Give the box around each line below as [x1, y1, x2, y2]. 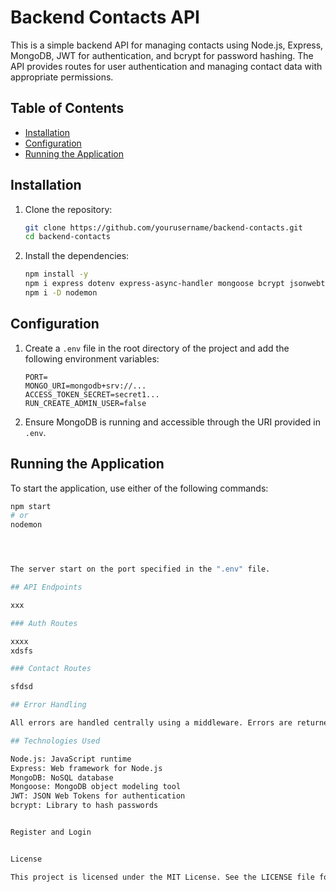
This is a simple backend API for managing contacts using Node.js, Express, [10, 39, 324, 51]
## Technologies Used [10, 736, 101, 746]
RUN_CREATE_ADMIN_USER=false [24, 398, 147, 408]
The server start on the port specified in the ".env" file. [10, 564, 271, 575]
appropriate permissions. [10, 71, 114, 83]
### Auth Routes [10, 618, 78, 628]
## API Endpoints [10, 582, 83, 593]
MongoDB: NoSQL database [10, 772, 114, 783]
